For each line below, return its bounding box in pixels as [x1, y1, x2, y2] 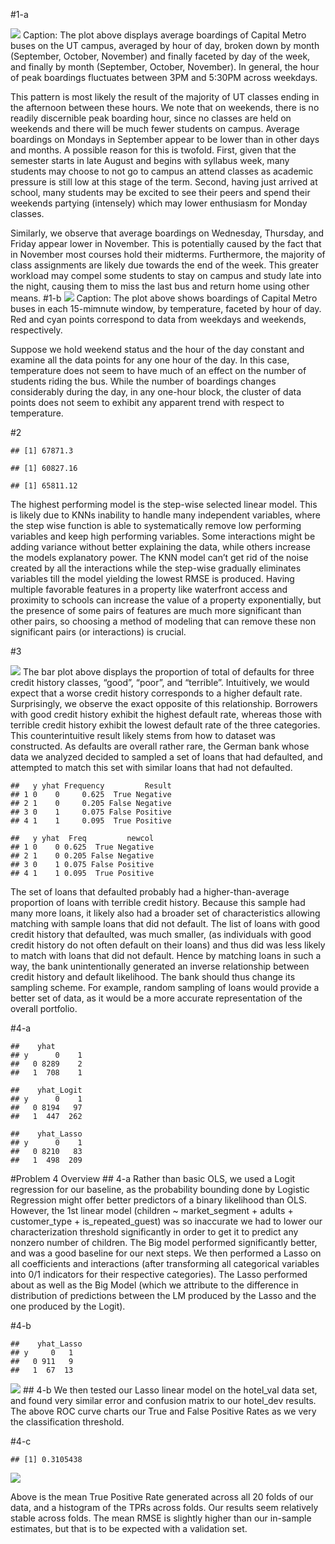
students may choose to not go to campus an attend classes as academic [10, 165, 314, 177]
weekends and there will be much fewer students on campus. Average [10, 123, 300, 134]
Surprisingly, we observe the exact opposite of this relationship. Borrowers [10, 698, 318, 709]
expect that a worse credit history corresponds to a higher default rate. [10, 687, 303, 699]
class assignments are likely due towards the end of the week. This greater [10, 259, 319, 271]
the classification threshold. [10, 1416, 125, 1428]
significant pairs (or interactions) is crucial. [10, 626, 187, 638]
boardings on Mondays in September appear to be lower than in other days [10, 134, 320, 145]
